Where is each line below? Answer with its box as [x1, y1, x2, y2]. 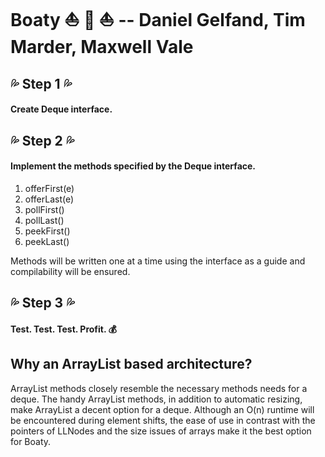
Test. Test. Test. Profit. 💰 [10, 323, 117, 335]
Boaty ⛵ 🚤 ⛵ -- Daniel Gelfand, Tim [10, 9, 306, 32]
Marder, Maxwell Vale [10, 36, 194, 59]
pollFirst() [24, 203, 65, 215]
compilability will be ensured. [10, 265, 131, 277]
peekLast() [24, 235, 70, 247]
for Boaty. [10, 435, 52, 447]
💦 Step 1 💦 [10, 75, 73, 92]
